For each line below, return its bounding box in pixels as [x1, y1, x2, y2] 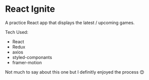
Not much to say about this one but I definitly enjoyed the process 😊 [5, 69, 145, 75]
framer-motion [12, 59, 42, 65]
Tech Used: [5, 29, 29, 35]
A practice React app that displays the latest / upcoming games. [5, 20, 135, 26]
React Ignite [5, 3, 55, 15]
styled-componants [12, 54, 53, 60]
